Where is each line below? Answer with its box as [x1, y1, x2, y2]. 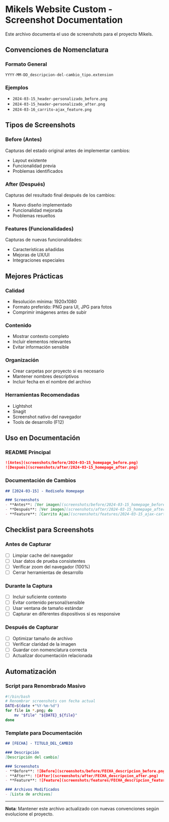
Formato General [5, 61, 47, 68]
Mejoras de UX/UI [12, 252, 50, 258]
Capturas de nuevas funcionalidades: [5, 236, 83, 243]
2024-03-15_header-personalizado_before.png [12, 96, 108, 102]
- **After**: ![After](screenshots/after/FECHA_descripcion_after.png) [5, 773, 158, 779]
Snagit [12, 408, 26, 414]
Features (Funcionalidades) [5, 225, 74, 232]
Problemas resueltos [12, 212, 55, 218]
